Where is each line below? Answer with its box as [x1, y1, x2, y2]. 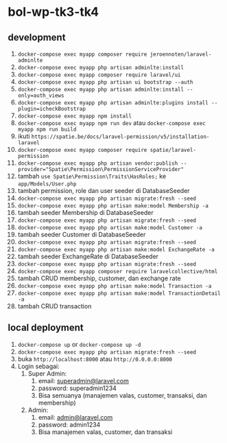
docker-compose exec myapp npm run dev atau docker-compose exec [17, 119, 206, 127]
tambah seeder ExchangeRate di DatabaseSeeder [17, 252, 159, 260]
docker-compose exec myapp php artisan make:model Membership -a [17, 203, 208, 209]
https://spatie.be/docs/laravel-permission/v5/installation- [31, 133, 210, 140]
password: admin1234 [38, 420, 101, 429]
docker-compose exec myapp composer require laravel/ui [17, 71, 181, 78]
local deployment [8, 322, 84, 334]
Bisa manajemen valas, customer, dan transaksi [38, 427, 173, 436]
